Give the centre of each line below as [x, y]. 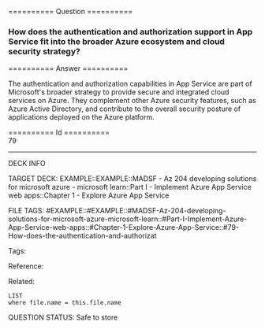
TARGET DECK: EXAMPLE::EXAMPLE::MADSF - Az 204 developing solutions [132, 179]
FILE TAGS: [26, 211]
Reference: [26, 266]
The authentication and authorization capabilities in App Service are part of [130, 84]
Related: [22, 282]
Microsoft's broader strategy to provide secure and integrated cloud [119, 92]
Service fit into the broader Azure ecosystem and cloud [116, 41]
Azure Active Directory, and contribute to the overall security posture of [125, 109]
